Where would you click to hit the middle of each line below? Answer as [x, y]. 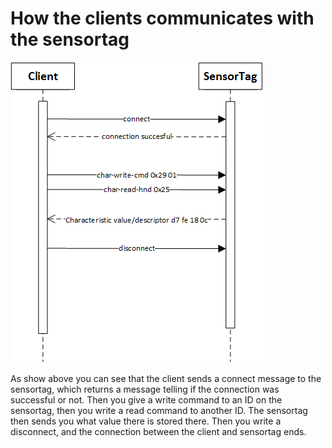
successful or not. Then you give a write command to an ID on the [146, 399]
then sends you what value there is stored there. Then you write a [146, 421]
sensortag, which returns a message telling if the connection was [145, 389]
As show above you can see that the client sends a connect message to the [166, 378]
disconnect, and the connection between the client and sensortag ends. [158, 431]
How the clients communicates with [162, 18]
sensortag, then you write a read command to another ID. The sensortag [159, 410]
